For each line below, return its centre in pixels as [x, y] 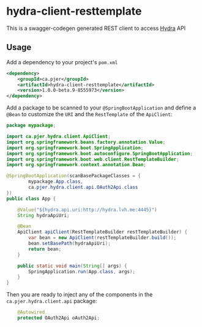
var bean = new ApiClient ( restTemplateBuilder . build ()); [102, 238]
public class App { [31, 199]
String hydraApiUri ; [43, 215]
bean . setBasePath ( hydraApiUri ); [70, 243]
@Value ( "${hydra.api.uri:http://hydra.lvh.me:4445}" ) [87, 210]
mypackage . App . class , [56, 182]
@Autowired [31, 312]
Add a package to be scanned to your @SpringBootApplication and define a [101, 108]
